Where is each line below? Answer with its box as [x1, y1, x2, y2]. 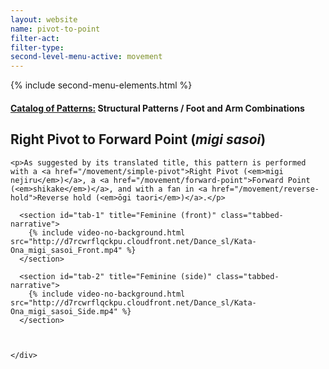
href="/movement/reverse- [211, 184, 320, 194]
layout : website [10, 14, 78, 25]
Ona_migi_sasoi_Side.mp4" [10, 306, 118, 316]
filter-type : [10, 42, 65, 53]
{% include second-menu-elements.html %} [10, 79, 193, 91]
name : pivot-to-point [10, 24, 101, 34]
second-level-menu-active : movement [10, 52, 163, 62]
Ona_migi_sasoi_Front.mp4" [10, 245, 123, 255]
